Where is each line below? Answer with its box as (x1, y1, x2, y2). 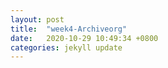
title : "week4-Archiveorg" (10, 24, 128, 34)
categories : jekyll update (10, 42, 123, 53)
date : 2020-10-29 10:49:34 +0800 (10, 33, 159, 43)
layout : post (10, 14, 65, 25)
